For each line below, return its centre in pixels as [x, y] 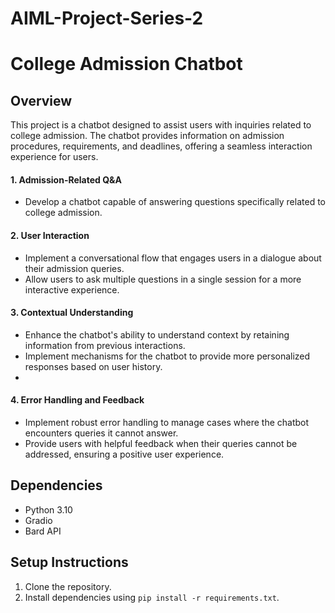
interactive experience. [72, 289]
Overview [41, 100]
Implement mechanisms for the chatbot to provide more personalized [167, 356]
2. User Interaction [50, 235]
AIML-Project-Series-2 [107, 18]
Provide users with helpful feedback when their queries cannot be [161, 443]
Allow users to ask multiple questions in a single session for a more [163, 279]
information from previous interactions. [105, 345]
